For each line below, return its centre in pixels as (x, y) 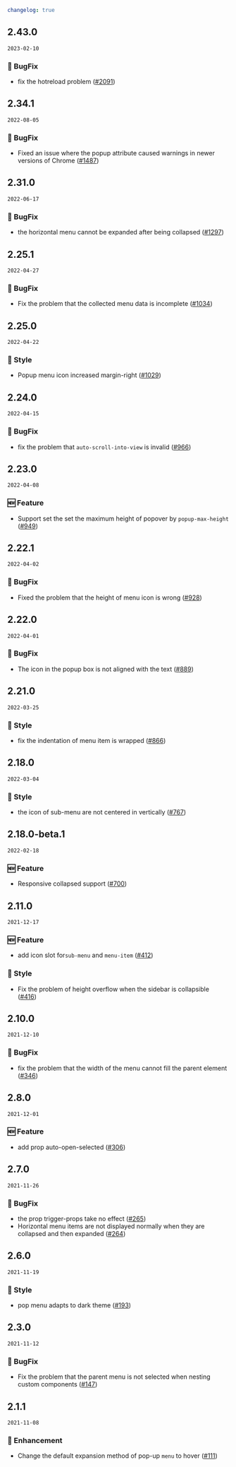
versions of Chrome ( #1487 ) (58, 161)
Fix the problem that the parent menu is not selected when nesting (114, 1377)
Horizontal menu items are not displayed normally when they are (111, 1226)
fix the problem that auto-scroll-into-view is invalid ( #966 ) (104, 447)
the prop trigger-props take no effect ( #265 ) (82, 1218)
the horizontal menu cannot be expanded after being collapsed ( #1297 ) (120, 232)
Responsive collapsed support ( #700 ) (72, 884)
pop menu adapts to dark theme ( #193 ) (74, 1305)
